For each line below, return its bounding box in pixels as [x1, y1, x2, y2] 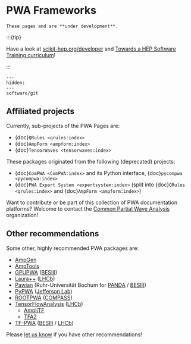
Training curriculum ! [6, 51, 56, 58]
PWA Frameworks [6, 4, 97, 17]
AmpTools [14, 262, 40, 270]
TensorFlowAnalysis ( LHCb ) [14, 300, 83, 307]
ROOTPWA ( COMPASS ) [14, 294, 73, 301]
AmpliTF [23, 307, 45, 314]
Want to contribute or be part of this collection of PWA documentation [6, 199, 177, 206]
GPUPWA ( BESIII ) [14, 268, 58, 276]
